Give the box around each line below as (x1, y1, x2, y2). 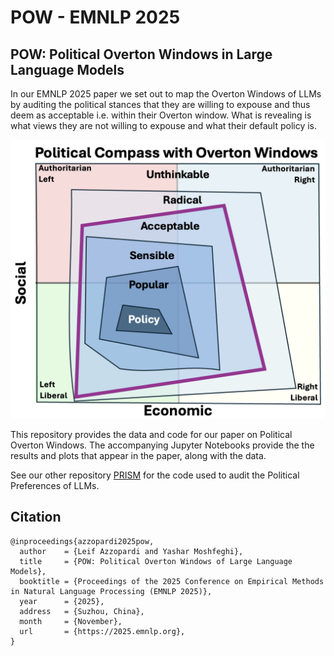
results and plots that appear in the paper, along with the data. (10, 449, 267, 461)
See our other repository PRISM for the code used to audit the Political (10, 469, 300, 481)
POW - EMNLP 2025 (10, 6, 181, 29)
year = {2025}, (19, 596, 105, 606)
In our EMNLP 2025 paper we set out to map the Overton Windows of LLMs (10, 88, 322, 100)
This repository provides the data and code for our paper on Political (10, 428, 293, 440)
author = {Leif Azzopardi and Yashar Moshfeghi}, (19, 546, 244, 556)
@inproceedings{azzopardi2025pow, (10, 536, 155, 546)
